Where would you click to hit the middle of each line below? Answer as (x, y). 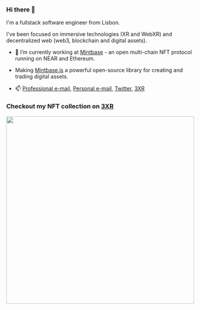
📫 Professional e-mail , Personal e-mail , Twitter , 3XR (80, 89)
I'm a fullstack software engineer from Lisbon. (63, 23)
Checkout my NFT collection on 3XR (60, 106)
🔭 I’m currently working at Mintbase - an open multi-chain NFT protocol (103, 52)
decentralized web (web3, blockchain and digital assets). (77, 41)
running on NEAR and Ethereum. (55, 59)
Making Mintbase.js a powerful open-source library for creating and (99, 70)
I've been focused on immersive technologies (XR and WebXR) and (89, 34)
